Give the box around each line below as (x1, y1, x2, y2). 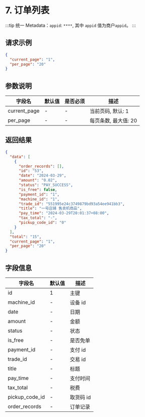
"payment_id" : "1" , (18, 192, 59, 197)
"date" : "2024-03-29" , (18, 173, 66, 178)
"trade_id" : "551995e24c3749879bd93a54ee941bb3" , (18, 201, 125, 206)
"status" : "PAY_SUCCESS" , (18, 182, 73, 188)
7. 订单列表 (5, 5, 49, 16)
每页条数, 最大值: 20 (90, 117, 137, 124)
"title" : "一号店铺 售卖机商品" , (18, 206, 82, 211)
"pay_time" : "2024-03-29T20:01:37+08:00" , (18, 211, 109, 216)
